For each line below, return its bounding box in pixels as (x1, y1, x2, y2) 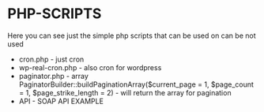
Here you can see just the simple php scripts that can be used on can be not (7, 31, 256, 40)
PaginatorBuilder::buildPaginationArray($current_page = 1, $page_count (18, 80, 255, 89)
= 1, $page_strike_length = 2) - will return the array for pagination (18, 88, 232, 97)
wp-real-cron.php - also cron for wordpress (18, 62, 162, 72)
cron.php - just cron (18, 54, 85, 64)
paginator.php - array (18, 71, 89, 80)
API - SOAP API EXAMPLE (18, 96, 104, 106)
